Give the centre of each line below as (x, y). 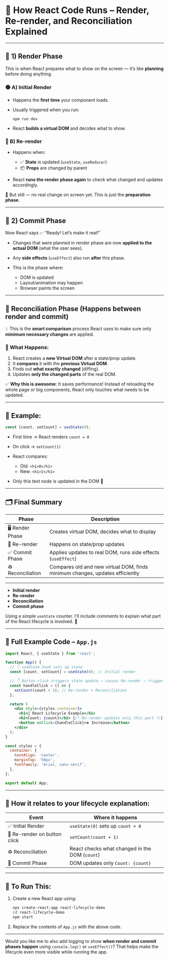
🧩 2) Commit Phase (36, 221)
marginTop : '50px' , (35, 760)
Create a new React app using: (44, 899)
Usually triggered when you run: (46, 110)
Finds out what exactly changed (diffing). (56, 369)
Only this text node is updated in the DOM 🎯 (58, 481)
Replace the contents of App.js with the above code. (67, 927)
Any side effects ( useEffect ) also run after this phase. (69, 258)
